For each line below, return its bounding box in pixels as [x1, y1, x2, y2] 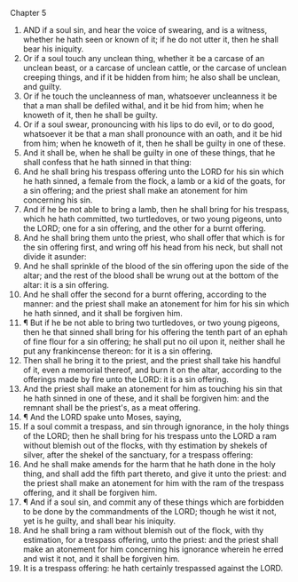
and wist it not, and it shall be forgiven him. [22, 554, 180, 563]
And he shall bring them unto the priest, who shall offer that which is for [22, 233, 286, 243]
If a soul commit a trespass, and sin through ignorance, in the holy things [22, 421, 290, 432]
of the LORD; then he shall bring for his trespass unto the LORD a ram [22, 431, 278, 441]
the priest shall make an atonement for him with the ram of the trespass [22, 478, 285, 488]
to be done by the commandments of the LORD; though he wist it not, [22, 506, 278, 516]
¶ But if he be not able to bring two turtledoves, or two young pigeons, [22, 317, 280, 328]
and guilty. [22, 82, 62, 92]
